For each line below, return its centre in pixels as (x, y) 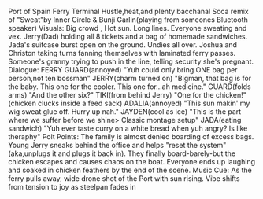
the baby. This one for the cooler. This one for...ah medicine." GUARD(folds (130, 87)
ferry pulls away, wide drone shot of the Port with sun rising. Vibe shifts (124, 179)
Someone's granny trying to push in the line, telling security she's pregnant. (131, 61)
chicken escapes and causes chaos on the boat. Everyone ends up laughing (132, 162)
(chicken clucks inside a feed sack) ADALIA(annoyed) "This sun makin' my (129, 103)
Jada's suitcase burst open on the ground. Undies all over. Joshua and (123, 45)
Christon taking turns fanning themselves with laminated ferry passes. (122, 53)
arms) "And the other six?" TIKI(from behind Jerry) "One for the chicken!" (127, 95)
